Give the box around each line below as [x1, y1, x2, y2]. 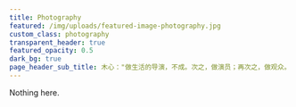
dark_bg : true [9, 54, 62, 63]
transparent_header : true [9, 37, 105, 47]
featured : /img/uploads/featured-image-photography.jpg [9, 21, 221, 30]
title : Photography [9, 12, 82, 22]
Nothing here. [9, 86, 60, 98]
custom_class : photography [9, 29, 110, 38]
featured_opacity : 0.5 [9, 46, 94, 55]
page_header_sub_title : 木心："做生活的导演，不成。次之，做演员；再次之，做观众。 [9, 63, 292, 72]
